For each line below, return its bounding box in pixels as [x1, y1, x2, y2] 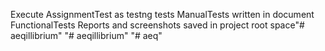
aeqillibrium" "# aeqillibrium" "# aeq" [10, 30, 163, 41]
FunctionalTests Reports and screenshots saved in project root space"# [10, 19, 305, 31]
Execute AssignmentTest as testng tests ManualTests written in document [10, 9, 315, 20]
